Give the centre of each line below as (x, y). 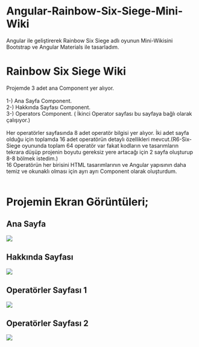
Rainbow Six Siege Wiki (66, 71)
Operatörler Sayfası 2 (47, 323)
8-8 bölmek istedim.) (32, 158)
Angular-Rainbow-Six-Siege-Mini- (95, 11)
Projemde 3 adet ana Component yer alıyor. (60, 88)
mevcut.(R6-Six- (171, 139)
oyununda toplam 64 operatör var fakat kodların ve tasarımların (100, 145)
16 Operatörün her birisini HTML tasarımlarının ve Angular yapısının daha (96, 164)
